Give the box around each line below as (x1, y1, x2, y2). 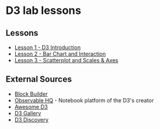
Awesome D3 (14, 103, 48, 110)
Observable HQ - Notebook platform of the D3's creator (14, 96, 154, 104)
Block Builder (14, 90, 48, 98)
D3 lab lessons (5, 4, 81, 18)
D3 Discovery (14, 116, 49, 123)
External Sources (5, 74, 72, 85)
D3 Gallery (14, 110, 42, 117)
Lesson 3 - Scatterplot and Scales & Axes (14, 57, 119, 64)
